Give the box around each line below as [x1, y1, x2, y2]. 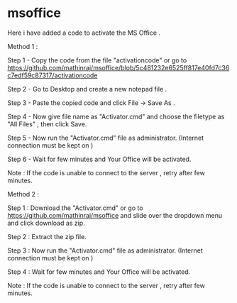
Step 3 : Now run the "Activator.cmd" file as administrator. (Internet [7, 246, 204, 255]
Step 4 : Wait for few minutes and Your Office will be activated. [7, 268, 191, 276]
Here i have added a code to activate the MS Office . [7, 28, 161, 37]
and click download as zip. [7, 219, 85, 227]
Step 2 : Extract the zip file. [7, 232, 87, 241]
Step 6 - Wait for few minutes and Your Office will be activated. [7, 155, 192, 163]
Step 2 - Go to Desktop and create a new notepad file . [7, 84, 167, 93]
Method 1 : [7, 42, 38, 50]
